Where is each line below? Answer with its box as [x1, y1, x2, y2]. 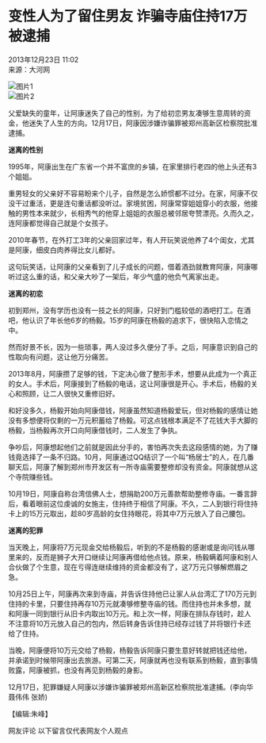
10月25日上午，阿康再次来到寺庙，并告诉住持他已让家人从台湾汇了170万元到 [8, 588, 257, 599]
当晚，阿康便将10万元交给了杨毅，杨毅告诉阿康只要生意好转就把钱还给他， [8, 645, 252, 655]
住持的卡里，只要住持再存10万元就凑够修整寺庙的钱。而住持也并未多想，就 [8, 599, 252, 608]
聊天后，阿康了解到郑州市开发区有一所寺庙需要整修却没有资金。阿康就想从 [8, 462, 251, 472]
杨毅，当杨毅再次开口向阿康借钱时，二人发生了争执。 [8, 425, 182, 435]
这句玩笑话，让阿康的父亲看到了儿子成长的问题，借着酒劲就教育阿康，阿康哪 [8, 262, 258, 271]
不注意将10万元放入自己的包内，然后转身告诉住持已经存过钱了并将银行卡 [8, 619, 245, 628]
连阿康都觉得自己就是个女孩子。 [8, 218, 112, 228]
